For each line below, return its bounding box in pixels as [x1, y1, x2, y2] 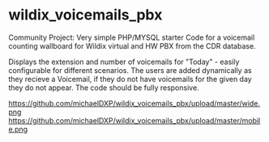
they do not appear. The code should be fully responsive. [8, 83, 200, 93]
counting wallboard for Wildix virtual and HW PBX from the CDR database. [8, 41, 257, 50]
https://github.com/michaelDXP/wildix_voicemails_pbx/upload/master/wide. [8, 98, 261, 108]
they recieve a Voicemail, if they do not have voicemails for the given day [8, 74, 253, 84]
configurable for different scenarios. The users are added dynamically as [8, 65, 253, 75]
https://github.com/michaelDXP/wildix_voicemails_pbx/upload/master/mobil [8, 115, 261, 125]
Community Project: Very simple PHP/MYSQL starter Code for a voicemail [8, 32, 255, 42]
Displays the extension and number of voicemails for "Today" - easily [8, 57, 240, 67]
